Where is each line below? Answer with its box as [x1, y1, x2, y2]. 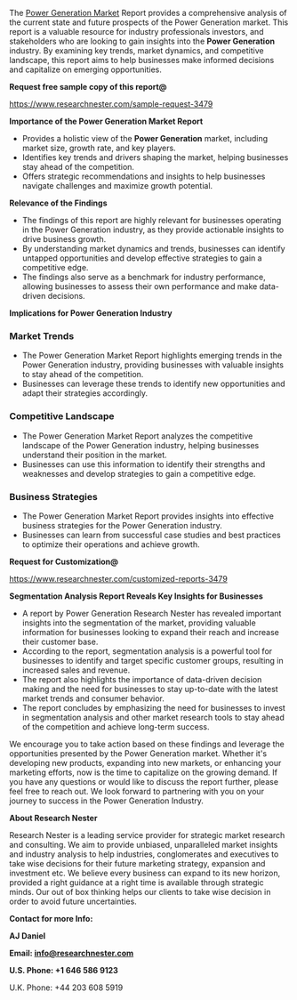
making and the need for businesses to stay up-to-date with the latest [21, 683, 278, 694]
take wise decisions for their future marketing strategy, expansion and [9, 858, 266, 868]
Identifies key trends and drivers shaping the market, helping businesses [21, 152, 289, 163]
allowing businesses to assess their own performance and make [21, 281, 258, 292]
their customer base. [21, 636, 99, 647]
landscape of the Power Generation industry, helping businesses [21, 440, 260, 450]
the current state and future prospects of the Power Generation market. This [9, 17, 289, 28]
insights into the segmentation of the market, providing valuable [21, 617, 256, 628]
